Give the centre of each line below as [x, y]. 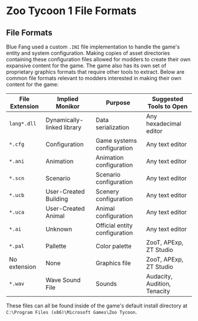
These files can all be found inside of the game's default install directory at [97, 306]
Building [57, 199]
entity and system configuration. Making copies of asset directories [88, 53]
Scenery [108, 191]
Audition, [159, 284]
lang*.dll [23, 124]
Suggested [168, 99]
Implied [67, 99]
